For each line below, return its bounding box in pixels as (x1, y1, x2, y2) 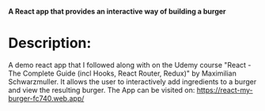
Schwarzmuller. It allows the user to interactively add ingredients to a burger (8, 76, 257, 86)
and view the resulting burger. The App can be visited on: (8, 85, 195, 94)
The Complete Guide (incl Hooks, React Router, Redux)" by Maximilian (8, 68, 237, 78)
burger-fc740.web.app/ (8, 94, 85, 103)
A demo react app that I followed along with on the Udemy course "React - (8, 60, 252, 69)
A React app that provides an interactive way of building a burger (8, 7, 227, 16)
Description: (8, 35, 92, 52)
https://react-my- (196, 85, 253, 94)
